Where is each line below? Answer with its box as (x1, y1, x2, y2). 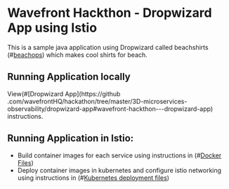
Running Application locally (7, 71, 131, 83)
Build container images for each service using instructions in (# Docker (17, 151, 222, 159)
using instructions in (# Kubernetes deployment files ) (17, 174, 170, 182)
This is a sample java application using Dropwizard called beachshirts (7, 43, 209, 51)
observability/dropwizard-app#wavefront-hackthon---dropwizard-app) (7, 104, 214, 113)
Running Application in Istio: (7, 132, 134, 145)
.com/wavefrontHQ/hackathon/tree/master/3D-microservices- (7, 97, 188, 105)
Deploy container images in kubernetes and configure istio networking (17, 166, 222, 174)
